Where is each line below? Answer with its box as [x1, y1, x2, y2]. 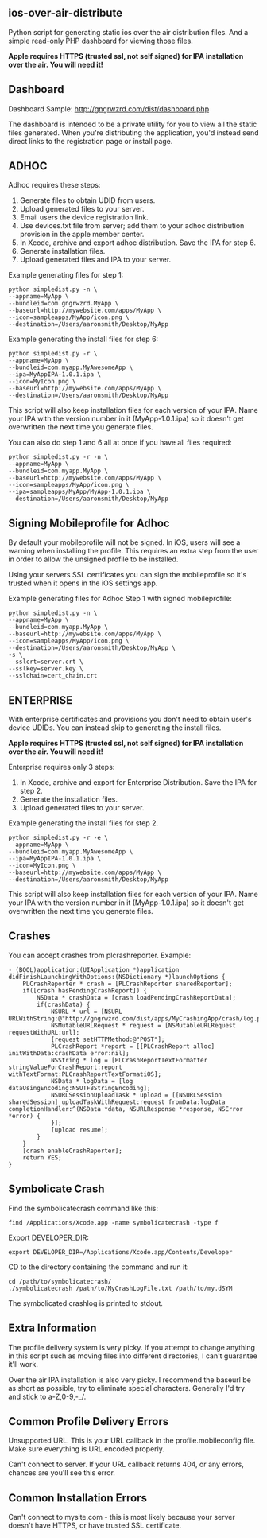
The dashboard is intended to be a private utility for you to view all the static [8, 119, 257, 129]
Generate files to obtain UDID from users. [19, 196, 156, 205]
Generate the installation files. [19, 794, 118, 804]
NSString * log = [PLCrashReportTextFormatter [50, 1056, 208, 1064]
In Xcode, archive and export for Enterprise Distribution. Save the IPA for [19, 778, 257, 787]
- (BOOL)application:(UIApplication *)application [8, 965, 180, 973]
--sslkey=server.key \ [8, 665, 83, 673]
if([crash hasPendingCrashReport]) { [22, 986, 148, 995]
